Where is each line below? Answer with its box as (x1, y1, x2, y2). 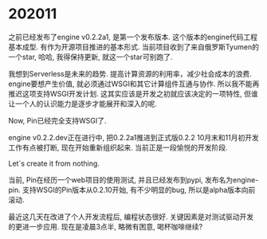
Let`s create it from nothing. (8, 159, 100, 168)
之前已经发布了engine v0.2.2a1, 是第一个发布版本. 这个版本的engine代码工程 (8, 32, 258, 41)
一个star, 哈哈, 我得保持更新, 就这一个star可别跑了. (8, 52, 173, 61)
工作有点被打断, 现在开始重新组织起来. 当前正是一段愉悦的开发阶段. (8, 143, 228, 152)
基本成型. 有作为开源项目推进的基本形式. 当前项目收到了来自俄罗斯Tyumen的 (8, 41, 259, 52)
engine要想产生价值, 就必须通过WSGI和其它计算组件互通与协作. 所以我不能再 (8, 79, 260, 88)
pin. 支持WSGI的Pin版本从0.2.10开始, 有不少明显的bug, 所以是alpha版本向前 (8, 185, 256, 194)
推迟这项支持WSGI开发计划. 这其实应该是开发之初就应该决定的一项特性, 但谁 (8, 88, 258, 98)
